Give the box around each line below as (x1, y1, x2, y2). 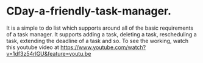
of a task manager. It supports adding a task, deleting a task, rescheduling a (6, 30, 197, 38)
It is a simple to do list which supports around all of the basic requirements (6, 24, 194, 31)
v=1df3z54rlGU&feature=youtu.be (6, 50, 91, 57)
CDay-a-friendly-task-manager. (6, 4, 172, 18)
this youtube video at (6, 44, 60, 51)
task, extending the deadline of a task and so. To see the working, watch (6, 37, 189, 44)
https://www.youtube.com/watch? (60, 44, 146, 51)
